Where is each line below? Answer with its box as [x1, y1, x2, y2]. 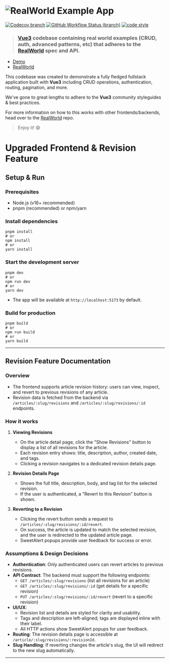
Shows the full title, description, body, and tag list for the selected [20, 480, 157, 486]
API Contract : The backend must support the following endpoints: [12, 572, 151, 579]
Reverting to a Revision [12, 506, 62, 512]
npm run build [5, 330, 35, 335]
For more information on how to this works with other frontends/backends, [5, 109, 161, 116]
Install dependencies [5, 218, 58, 225]
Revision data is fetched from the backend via [12, 394, 108, 401]
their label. [20, 621, 42, 627]
